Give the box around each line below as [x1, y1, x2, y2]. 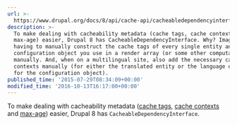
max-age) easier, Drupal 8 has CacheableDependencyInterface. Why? [13, 37, 217, 44]
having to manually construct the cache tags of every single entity [13, 43, 222, 50]
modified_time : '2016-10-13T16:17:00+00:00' [7, 83, 140, 90]
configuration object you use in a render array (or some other [13, 50, 207, 57]
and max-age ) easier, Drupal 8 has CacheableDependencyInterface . [7, 109, 200, 118]
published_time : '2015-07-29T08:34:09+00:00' [7, 76, 143, 83]
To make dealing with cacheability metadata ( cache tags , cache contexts [7, 102, 220, 110]
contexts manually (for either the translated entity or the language [13, 63, 226, 70]
